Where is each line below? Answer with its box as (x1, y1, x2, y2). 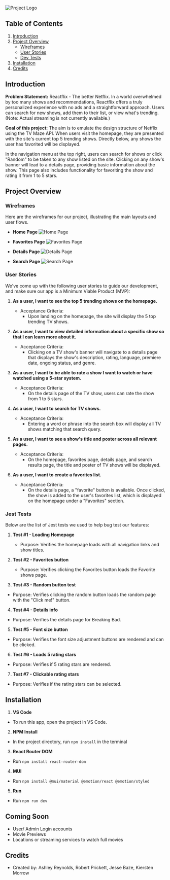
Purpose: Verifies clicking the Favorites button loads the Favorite (20, 566, 156, 573)
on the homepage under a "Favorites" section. (27, 498, 125, 504)
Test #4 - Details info (12, 607, 58, 613)
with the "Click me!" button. (12, 596, 71, 603)
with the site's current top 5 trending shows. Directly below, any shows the (5, 135, 161, 142)
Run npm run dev (12, 797, 48, 803)
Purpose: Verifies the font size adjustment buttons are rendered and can (12, 636, 164, 642)
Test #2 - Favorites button (12, 556, 69, 562)
